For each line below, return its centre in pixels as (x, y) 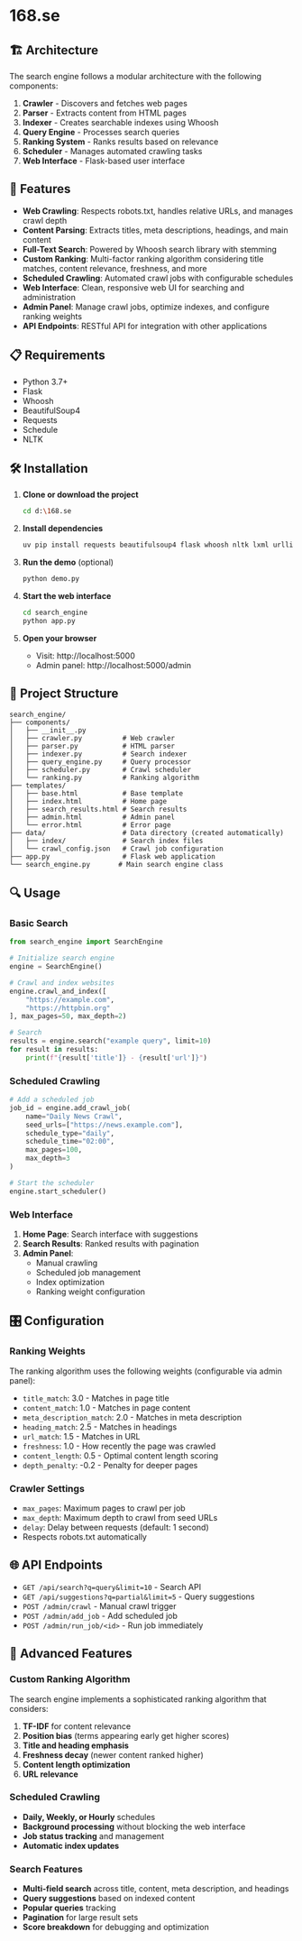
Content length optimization (76, 1764)
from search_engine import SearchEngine (87, 942)
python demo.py (51, 579)
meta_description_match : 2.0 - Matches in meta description (132, 1417)
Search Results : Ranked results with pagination (111, 1244)
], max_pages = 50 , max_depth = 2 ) (68, 1016)
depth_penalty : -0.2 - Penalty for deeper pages (110, 1465)
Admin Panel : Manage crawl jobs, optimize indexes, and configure (146, 307)
